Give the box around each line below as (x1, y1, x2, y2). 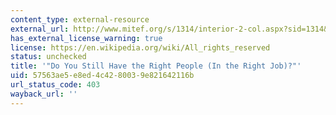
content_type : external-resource (10, 14, 150, 25)
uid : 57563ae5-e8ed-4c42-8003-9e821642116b (10, 71, 195, 81)
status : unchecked (10, 52, 87, 62)
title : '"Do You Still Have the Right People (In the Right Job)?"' (10, 61, 302, 71)
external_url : (10, 24, 70, 34)
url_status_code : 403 (10, 80, 101, 90)
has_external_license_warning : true (10, 33, 163, 43)
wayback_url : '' (10, 89, 78, 99)
